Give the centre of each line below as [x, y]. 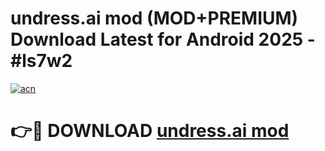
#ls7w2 [41, 61]
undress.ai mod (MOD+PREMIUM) [154, 18]
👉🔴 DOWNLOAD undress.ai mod [150, 131]
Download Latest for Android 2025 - [163, 39]
